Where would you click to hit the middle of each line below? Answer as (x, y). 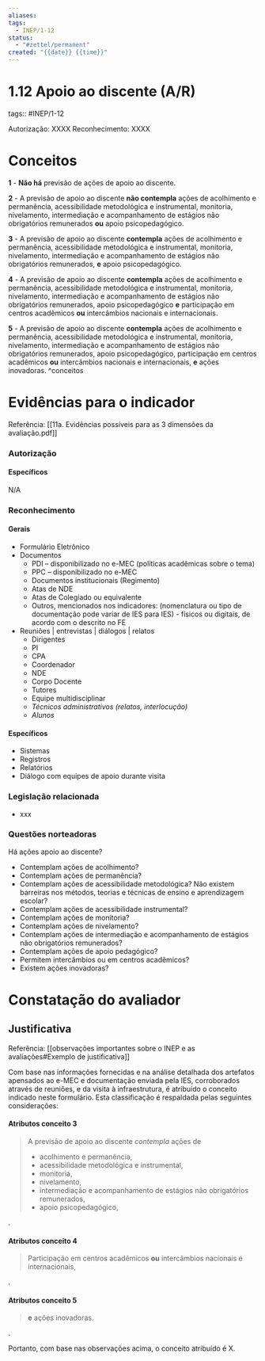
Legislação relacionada (54, 797)
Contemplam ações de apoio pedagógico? (89, 951)
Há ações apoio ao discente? (55, 852)
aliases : (23, 15)
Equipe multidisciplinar (68, 699)
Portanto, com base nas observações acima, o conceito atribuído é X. (122, 1348)
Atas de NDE (52, 589)
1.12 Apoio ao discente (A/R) (102, 91)
